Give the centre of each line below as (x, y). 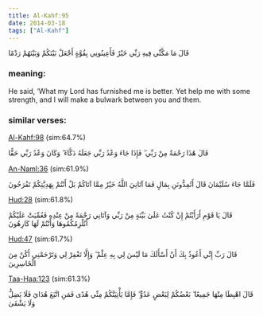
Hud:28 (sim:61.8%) (41, 199)
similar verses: (37, 120)
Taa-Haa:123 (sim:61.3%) (49, 279)
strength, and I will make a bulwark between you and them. (105, 99)
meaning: (27, 74)
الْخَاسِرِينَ (22, 263)
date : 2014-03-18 (37, 23)
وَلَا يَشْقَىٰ (22, 302)
